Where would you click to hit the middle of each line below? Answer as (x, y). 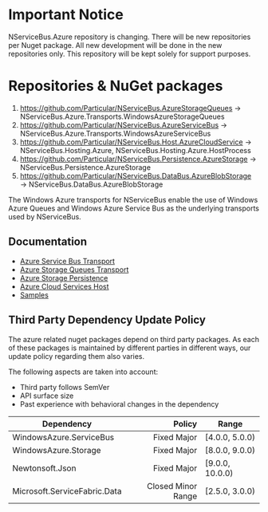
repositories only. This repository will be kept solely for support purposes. (130, 53)
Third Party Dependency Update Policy (107, 320)
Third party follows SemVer (65, 387)
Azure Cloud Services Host (64, 286)
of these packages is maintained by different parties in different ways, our (130, 348)
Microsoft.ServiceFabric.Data (67, 490)
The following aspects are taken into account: (83, 372)
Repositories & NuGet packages (116, 86)
